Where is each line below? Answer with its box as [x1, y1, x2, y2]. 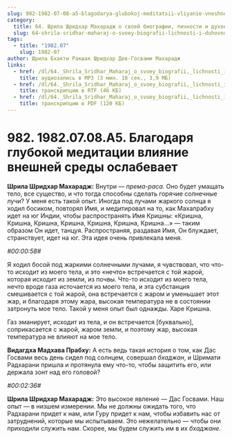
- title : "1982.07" [13, 42, 70, 49]
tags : [7, 36, 23, 43]
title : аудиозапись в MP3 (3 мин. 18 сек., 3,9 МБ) [19, 74, 171, 82]
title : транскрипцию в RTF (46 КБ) [19, 87, 122, 94]
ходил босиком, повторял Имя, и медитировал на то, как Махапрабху [7, 204, 214, 212]
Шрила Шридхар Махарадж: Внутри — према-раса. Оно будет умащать [7, 182, 224, 190]
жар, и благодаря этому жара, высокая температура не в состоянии [7, 297, 211, 305]
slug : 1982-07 [19, 49, 60, 56]
